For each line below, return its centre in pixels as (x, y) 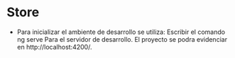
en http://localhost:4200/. (54, 47)
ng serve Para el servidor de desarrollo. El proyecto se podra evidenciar (122, 39)
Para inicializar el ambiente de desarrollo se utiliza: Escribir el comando (121, 32)
